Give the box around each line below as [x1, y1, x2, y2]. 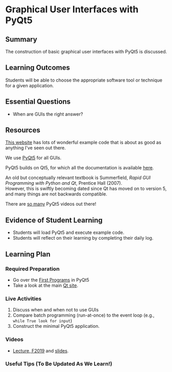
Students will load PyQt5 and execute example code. [12, 229, 125, 236]
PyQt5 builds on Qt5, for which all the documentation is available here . [5, 165, 154, 171]
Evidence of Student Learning [5, 216, 103, 224]
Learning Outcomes [5, 63, 70, 72]
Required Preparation [5, 265, 60, 272]
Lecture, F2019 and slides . [12, 347, 69, 354]
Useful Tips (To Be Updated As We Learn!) [5, 360, 112, 367]
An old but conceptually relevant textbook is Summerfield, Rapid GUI [5, 174, 151, 181]
